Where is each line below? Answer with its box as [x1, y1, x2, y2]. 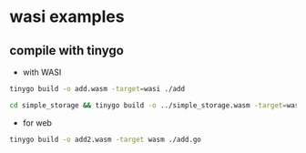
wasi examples [9, 6, 125, 27]
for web [22, 117, 53, 128]
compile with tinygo [9, 43, 125, 58]
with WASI [22, 66, 62, 77]
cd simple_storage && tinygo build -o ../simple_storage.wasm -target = [9, 100, 287, 110]
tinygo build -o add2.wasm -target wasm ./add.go [9, 135, 202, 144]
